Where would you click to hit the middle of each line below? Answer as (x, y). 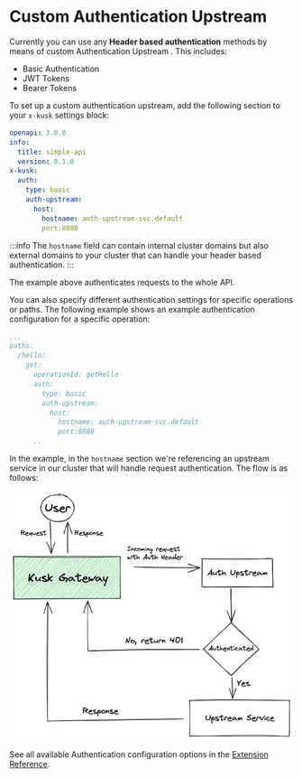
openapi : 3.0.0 (38, 133)
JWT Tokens (46, 78)
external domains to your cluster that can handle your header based (135, 255)
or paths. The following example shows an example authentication (132, 309)
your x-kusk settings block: (59, 115)
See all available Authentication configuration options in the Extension (139, 755)
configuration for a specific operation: (80, 319)
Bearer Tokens (50, 88)
